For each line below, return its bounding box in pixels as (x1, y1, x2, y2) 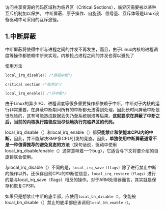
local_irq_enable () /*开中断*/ (5, 91, 67, 96)
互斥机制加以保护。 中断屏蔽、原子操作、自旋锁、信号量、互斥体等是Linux (5, 10, 155, 16)
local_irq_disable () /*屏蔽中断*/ (5, 73, 73, 78)
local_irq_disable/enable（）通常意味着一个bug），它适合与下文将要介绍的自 (5, 148, 159, 154)
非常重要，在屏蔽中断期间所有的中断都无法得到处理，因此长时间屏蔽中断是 (9, 107, 160, 113)
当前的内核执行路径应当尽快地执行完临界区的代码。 (13, 119, 117, 125)
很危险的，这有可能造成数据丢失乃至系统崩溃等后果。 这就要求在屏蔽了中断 (5, 113, 156, 119)
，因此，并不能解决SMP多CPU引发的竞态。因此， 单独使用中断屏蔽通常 (9, 136, 153, 142)
